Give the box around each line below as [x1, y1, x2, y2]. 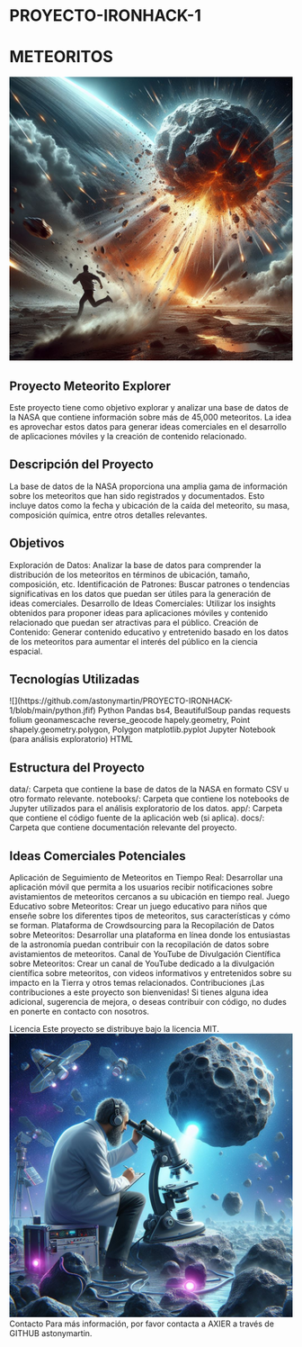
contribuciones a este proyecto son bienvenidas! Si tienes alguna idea [9, 987, 269, 998]
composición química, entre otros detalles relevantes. [9, 510, 209, 520]
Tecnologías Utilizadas [9, 672, 140, 687]
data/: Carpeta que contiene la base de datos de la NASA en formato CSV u [9, 784, 289, 795]
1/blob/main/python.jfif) [9, 705, 96, 716]
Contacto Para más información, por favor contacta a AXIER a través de [9, 1318, 274, 1329]
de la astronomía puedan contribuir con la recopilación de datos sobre [9, 939, 270, 950]
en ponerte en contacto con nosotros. [9, 1006, 150, 1017]
